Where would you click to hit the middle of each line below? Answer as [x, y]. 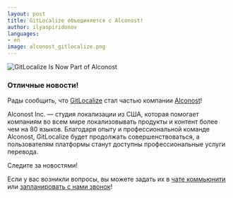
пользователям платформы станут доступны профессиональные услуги [116, 144]
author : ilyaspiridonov [42, 27]
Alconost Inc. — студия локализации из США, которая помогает [103, 115]
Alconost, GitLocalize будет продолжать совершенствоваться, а [103, 137]
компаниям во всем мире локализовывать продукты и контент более [113, 122]
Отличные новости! [43, 85]
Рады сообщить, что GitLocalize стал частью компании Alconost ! [105, 100]
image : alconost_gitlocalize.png [56, 47]
